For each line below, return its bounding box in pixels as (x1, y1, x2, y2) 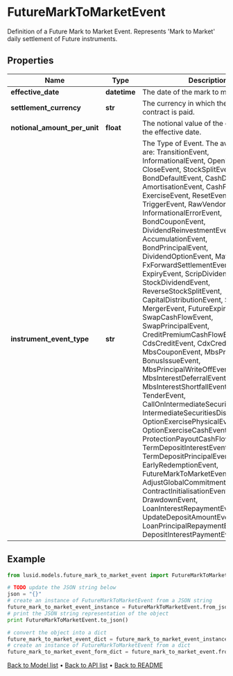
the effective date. (141, 127, 202, 136)
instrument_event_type (10, 334, 89, 344)
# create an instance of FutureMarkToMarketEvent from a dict (7, 642, 191, 649)
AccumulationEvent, (141, 234, 208, 243)
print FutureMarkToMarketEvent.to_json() (7, 616, 129, 623)
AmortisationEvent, (141, 182, 205, 191)
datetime (105, 87, 136, 97)
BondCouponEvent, (141, 216, 206, 226)
